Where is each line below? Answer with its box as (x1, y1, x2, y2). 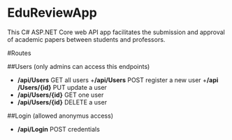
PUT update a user (52, 83, 107, 91)
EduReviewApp (7, 5, 98, 21)
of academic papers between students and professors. (7, 35, 166, 43)
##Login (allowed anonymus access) (7, 111, 114, 120)
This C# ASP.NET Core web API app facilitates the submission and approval (7, 28, 225, 36)
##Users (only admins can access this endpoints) (7, 62, 150, 70)
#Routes (7, 49, 31, 57)
